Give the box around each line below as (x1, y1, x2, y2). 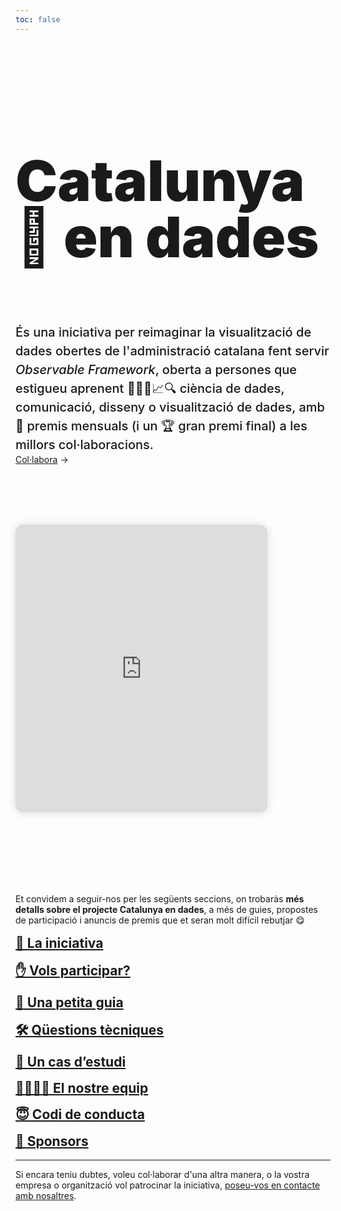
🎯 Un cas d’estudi (15, 1053, 127, 1070)
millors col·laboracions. (15, 436, 154, 453)
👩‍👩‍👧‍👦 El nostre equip (15, 1080, 149, 1097)
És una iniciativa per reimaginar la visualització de (15, 324, 312, 340)
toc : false (15, 14, 61, 25)
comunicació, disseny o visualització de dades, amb (15, 399, 325, 415)
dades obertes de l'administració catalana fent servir (15, 342, 330, 359)
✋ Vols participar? (15, 962, 131, 980)
